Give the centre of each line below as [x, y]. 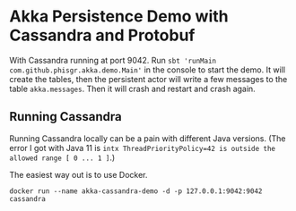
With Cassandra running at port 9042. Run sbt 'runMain [113, 60]
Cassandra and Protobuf [102, 35]
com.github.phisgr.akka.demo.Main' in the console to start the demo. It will [147, 70]
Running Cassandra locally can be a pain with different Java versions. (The [148, 138]
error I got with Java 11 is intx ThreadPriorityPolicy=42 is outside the [143, 148]
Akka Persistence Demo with [119, 17]
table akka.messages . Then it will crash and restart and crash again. [132, 89]
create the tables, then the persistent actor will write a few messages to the [148, 79]
